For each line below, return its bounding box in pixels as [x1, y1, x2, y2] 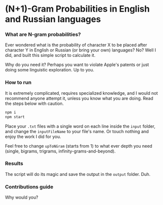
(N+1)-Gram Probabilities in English [5, 3, 150, 15]
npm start [5, 114, 25, 120]
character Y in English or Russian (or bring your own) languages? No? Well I [5, 47, 156, 53]
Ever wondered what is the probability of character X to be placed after [5, 42, 147, 48]
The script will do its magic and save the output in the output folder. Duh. [5, 171, 151, 177]
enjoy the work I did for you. [5, 134, 62, 139]
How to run [5, 79, 32, 86]
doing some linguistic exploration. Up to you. [5, 67, 95, 73]
